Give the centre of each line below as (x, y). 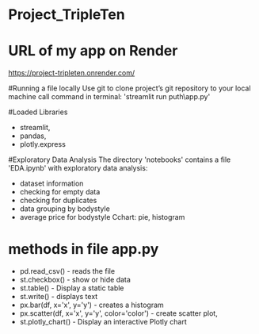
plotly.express (42, 144)
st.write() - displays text (59, 297)
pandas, (33, 136)
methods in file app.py (84, 250)
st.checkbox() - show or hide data (75, 280)
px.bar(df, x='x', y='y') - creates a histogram (91, 305)
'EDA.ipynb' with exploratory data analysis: (78, 168)
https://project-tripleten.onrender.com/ (72, 73)
